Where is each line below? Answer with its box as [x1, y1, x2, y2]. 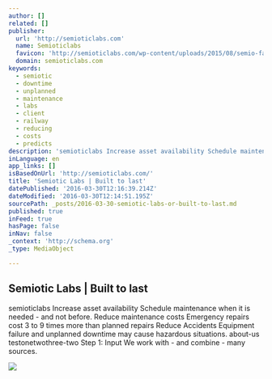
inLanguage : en [8, 154, 60, 162]
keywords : [8, 65, 42, 73]
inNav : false [8, 230, 53, 238]
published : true [8, 207, 63, 215]
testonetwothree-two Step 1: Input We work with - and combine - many [8, 337, 245, 347]
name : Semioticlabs [15, 42, 82, 50]
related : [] [8, 19, 49, 27]
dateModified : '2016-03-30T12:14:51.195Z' [8, 192, 154, 200]
